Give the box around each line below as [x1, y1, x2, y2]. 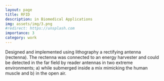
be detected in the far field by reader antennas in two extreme [5, 59, 133, 65]
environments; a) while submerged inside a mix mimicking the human [5, 64, 148, 70]
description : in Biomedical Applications [5, 16, 93, 21]
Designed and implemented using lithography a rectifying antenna [5, 48, 141, 55]
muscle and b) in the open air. [5, 70, 66, 76]
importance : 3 [5, 30, 35, 35]
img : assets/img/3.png [5, 21, 52, 26]
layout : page [5, 7, 32, 12]
